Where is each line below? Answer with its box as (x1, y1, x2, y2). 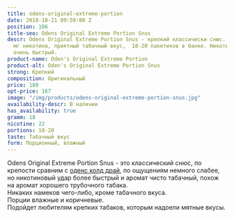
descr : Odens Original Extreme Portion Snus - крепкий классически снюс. (7, 36, 226, 43)
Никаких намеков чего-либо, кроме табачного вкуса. (7, 189, 167, 197)
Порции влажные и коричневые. (7, 196, 104, 204)
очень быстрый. (13, 49, 58, 56)
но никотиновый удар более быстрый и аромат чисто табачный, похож (7, 173, 219, 182)
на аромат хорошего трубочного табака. (7, 181, 128, 189)
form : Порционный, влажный (7, 140, 86, 147)
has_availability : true (7, 107, 77, 114)
